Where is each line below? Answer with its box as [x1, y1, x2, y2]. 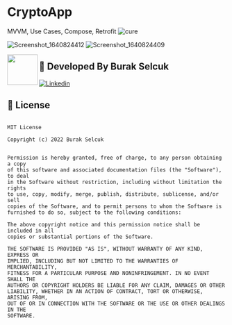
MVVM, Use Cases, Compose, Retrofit [7, 27, 117, 35]
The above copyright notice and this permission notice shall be [7, 221, 200, 228]
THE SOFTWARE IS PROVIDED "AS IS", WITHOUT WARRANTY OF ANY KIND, [7, 245, 204, 252]
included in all [7, 227, 54, 234]
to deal [7, 172, 30, 179]
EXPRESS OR [7, 251, 39, 258]
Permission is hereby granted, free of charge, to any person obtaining [7, 154, 222, 161]
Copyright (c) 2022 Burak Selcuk [7, 136, 104, 143]
